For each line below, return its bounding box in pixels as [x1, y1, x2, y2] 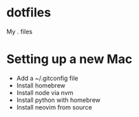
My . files [6, 27, 33, 36]
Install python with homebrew [16, 96, 100, 104]
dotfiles [6, 5, 52, 21]
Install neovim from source [16, 103, 92, 111]
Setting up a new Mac [6, 51, 133, 67]
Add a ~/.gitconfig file [16, 74, 78, 82]
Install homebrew [16, 81, 66, 90]
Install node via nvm [16, 88, 74, 96]
